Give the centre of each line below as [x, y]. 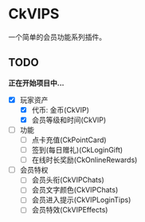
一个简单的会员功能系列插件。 [57, 37]
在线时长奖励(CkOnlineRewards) [84, 160]
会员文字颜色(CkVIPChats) [75, 190]
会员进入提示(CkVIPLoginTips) [81, 200]
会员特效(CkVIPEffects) [70, 210]
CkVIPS [34, 14]
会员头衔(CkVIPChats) [68, 180]
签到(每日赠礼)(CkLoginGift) [77, 150]
